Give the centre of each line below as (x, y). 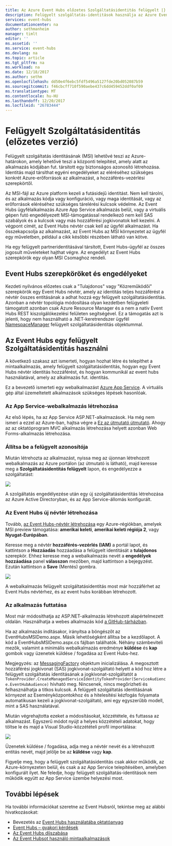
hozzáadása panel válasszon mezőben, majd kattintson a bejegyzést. (79, 561)
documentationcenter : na (32, 24)
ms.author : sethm (24, 77)
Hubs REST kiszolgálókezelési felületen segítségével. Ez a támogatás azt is (84, 313)
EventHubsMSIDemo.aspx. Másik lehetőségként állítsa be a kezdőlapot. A (83, 637)
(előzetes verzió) (42, 142)
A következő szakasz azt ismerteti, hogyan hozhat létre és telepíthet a (79, 361)
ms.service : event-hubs (31, 48)
